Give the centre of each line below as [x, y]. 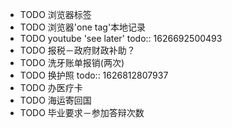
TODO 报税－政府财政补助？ [77, 50]
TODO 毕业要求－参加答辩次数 [82, 112]
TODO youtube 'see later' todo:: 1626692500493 [121, 38]
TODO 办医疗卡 [51, 87]
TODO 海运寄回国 [55, 100]
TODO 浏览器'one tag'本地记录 [83, 27]
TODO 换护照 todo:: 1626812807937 [94, 75]
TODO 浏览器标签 [55, 14]
